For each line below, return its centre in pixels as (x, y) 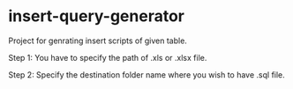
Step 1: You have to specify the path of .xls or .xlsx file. (108, 57)
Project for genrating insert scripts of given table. (98, 41)
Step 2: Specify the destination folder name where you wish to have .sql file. (147, 74)
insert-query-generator (96, 16)
